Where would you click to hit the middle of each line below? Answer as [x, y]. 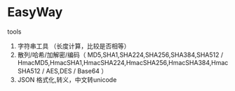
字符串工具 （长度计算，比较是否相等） [74, 45]
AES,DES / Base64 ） [77, 71]
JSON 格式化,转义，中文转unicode [67, 79]
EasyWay [35, 12]
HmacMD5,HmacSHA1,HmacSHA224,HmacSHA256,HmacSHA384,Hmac [123, 62]
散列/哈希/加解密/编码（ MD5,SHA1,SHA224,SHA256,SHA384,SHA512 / [120, 55]
